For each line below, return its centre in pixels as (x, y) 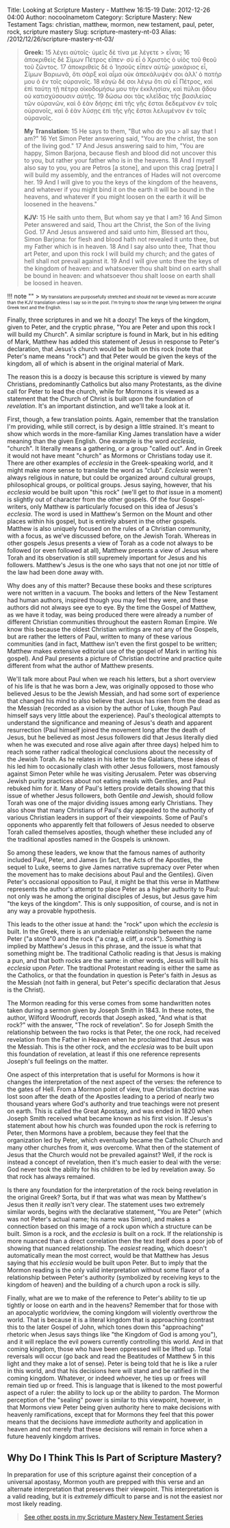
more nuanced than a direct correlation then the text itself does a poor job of (115, 1241)
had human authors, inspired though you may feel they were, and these (108, 600)
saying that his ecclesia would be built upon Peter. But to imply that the (107, 1263)
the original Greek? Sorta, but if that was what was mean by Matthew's (107, 1197)
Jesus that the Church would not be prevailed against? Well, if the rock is (110, 1155)
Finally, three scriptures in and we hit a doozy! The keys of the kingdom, (108, 320)
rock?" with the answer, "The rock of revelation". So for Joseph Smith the (110, 1025)
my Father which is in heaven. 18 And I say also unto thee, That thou (120, 247)
